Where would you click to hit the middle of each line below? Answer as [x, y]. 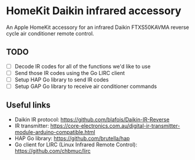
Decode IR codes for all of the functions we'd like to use [82, 66]
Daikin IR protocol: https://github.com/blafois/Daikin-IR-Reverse [92, 119]
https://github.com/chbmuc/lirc [52, 151]
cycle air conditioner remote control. [50, 33]
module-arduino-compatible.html [55, 132]
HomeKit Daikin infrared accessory [94, 11]
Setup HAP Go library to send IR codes [62, 79]
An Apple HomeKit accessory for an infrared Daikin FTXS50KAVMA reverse [98, 27]
